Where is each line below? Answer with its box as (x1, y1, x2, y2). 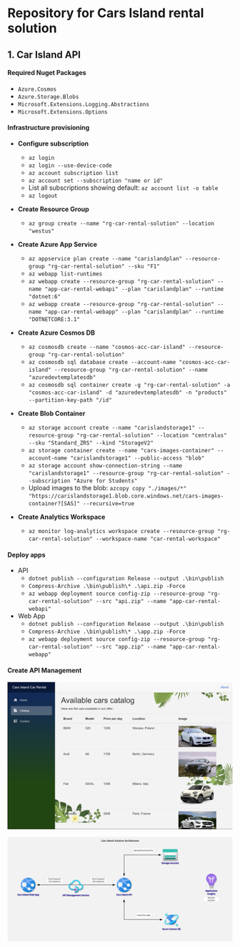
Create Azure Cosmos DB (17, 328, 95, 337)
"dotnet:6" (28, 293, 61, 300)
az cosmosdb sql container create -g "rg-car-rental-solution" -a (28, 381, 231, 388)
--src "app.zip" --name (95, 644, 166, 651)
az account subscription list (28, 169, 119, 176)
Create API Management (7, 666, 82, 674)
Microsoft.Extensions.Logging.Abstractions (17, 101, 150, 108)
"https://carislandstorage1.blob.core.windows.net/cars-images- (28, 492, 224, 500)
